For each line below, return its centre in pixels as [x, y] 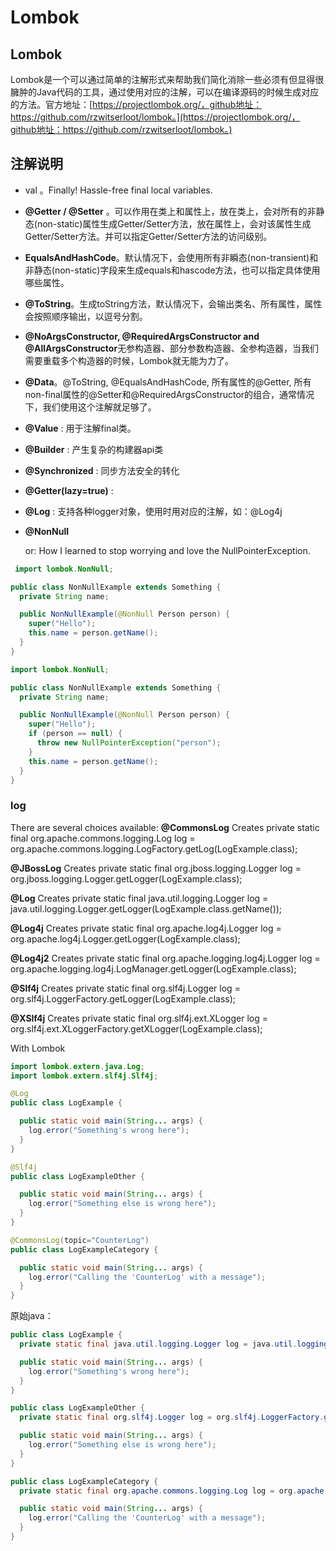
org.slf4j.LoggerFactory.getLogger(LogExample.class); [123, 998]
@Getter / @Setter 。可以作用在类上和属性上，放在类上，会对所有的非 [170, 211]
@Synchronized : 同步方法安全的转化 [102, 470]
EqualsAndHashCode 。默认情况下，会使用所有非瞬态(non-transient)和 [171, 257]
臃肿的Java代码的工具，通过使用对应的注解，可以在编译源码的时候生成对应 [165, 92]
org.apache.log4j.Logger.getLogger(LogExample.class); [125, 938]
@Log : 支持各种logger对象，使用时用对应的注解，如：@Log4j [153, 511]
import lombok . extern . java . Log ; [77, 1066]
